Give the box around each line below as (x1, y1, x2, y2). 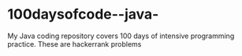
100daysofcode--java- (7, 5, 159, 23)
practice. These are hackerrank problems (7, 39, 142, 48)
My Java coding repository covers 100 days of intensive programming (7, 31, 235, 40)
